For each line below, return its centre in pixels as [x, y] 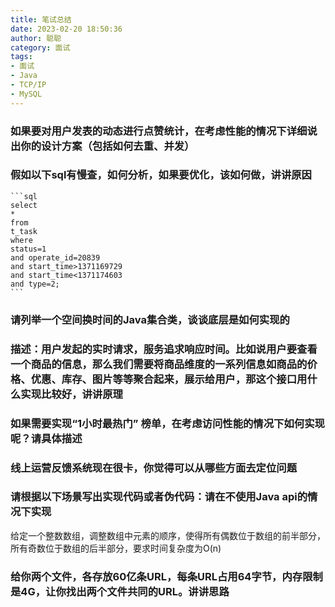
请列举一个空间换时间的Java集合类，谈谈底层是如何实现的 [150, 319]
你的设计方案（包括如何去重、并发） [107, 146]
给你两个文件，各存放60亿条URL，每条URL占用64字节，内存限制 [166, 576]
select [24, 205]
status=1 [28, 249]
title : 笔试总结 [41, 19]
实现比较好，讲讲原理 [71, 394]
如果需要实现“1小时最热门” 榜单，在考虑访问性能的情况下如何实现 [167, 423]
